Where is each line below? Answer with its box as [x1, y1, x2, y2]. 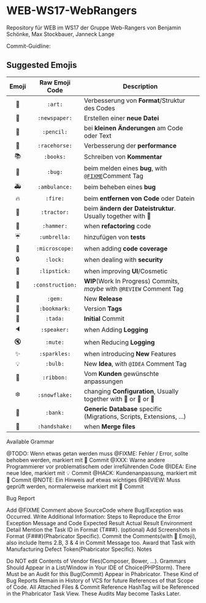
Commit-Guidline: [6, 42, 51, 50]
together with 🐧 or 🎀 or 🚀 [83, 394, 155, 403]
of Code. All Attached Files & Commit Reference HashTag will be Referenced [6, 583, 199, 591]
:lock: [45, 257, 65, 263]
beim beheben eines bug [83, 183, 156, 192]
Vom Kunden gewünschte [83, 369, 159, 378]
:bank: [45, 409, 65, 416]
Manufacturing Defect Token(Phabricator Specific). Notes [6, 545, 152, 553]
